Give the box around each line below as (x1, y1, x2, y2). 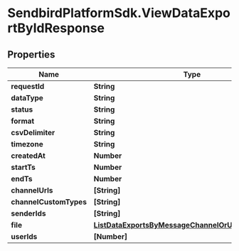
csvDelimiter (11, 128, 55, 137)
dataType (11, 93, 44, 102)
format (11, 116, 35, 126)
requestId (11, 82, 45, 91)
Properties (7, 48, 55, 60)
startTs (11, 162, 36, 172)
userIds (11, 232, 38, 241)
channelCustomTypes (11, 197, 87, 207)
